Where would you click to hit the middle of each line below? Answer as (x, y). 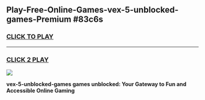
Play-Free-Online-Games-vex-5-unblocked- (92, 10)
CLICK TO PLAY (30, 37)
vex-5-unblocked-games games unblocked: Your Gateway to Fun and (96, 84)
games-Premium (39, 20)
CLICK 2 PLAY (27, 59)
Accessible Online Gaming (41, 90)
